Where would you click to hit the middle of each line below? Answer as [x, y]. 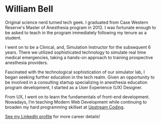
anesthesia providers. [27, 62]
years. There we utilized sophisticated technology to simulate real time [76, 52]
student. [13, 38]
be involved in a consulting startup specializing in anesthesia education [76, 82]
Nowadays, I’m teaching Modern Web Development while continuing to [76, 102]
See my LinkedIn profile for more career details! [53, 116]
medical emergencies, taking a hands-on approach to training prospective [79, 57]
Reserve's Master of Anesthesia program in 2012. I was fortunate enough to [80, 27]
